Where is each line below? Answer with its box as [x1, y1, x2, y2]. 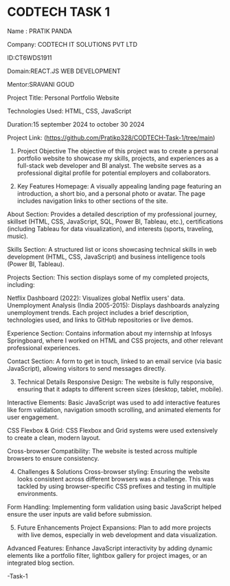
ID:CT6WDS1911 [7, 53, 53, 62]
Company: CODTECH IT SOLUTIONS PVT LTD [7, 40, 138, 48]
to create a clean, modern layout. [7, 433, 101, 442]
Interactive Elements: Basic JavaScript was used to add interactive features [7, 398, 220, 406]
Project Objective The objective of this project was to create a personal [16, 146, 218, 155]
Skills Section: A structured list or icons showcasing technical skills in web [7, 245, 217, 253]
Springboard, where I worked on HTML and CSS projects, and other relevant [7, 336, 223, 345]
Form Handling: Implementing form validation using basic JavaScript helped [7, 503, 222, 511]
